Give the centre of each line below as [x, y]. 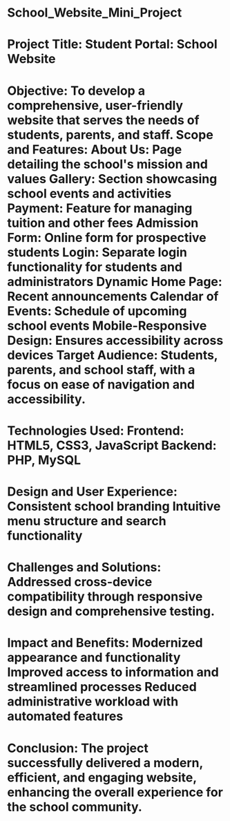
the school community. [75, 807]
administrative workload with [93, 702]
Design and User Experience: [93, 491]
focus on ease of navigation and [101, 384]
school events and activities [89, 193]
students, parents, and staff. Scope [111, 134]
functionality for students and [95, 267]
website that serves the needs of [103, 120]
